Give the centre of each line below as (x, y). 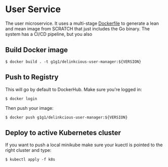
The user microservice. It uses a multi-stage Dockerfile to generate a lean (82, 23)
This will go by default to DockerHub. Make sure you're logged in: (74, 89)
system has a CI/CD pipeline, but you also (49, 34)
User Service (33, 9)
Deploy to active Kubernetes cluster (63, 133)
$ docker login (21, 99)
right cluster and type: (28, 150)
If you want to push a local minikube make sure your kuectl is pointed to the (84, 145)
